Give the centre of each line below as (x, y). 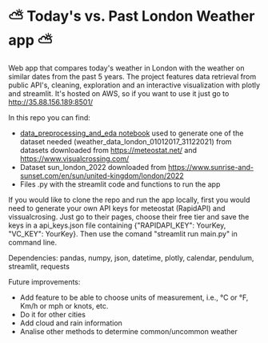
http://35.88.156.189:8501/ (51, 102)
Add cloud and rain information (71, 323)
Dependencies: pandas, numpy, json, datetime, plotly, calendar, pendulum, (131, 257)
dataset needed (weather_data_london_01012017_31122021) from (126, 141)
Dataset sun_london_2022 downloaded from (93, 167)
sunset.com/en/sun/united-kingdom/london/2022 (102, 176)
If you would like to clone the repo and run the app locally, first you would (129, 200)
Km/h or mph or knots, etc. (64, 305)
